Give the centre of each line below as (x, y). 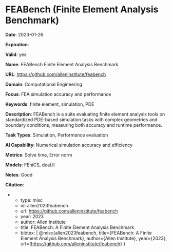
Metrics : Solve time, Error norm (39, 154)
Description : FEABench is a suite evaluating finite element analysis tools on (85, 114)
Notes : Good (19, 175)
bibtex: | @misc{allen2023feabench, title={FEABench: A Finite (86, 232)
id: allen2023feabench (44, 205)
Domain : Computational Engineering (44, 84)
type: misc (32, 200)
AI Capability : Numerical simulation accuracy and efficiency (69, 145)
